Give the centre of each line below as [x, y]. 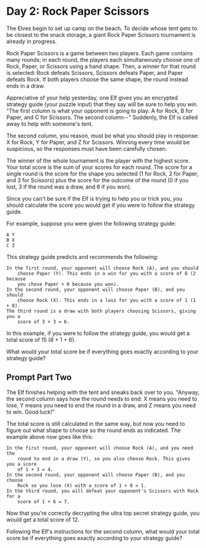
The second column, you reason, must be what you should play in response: [103, 136]
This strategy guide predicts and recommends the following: [82, 257]
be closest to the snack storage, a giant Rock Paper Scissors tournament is [101, 34]
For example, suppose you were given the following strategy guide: [91, 223]
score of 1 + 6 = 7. [44, 501]
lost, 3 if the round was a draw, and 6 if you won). [69, 187]
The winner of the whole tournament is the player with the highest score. [98, 160]
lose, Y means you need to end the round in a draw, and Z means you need [101, 405]
